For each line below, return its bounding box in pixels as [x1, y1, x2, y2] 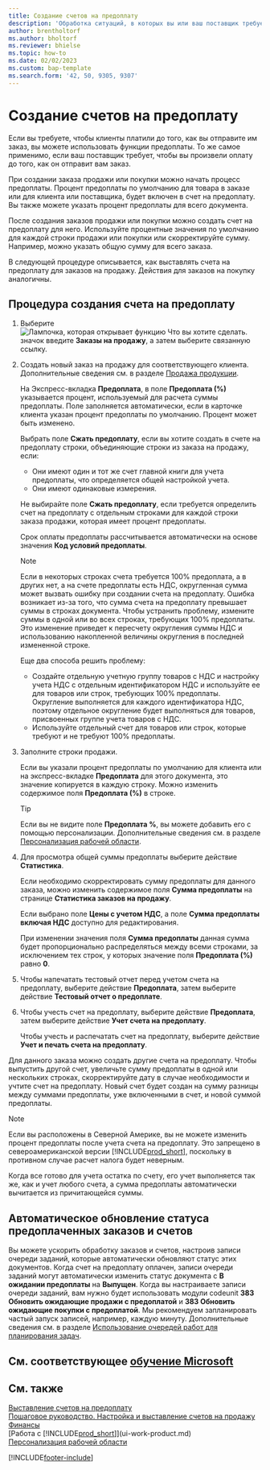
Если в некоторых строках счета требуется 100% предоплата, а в [19, 572, 247, 582]
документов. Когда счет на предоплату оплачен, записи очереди [8, 1262, 234, 1273]
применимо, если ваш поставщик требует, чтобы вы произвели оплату [8, 150, 253, 159]
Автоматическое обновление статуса [8, 1211, 210, 1225]
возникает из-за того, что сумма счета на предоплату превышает [19, 598, 247, 607]
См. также [8, 1381, 64, 1395]
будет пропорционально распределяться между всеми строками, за [19, 942, 259, 951]
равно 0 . [19, 959, 51, 969]
